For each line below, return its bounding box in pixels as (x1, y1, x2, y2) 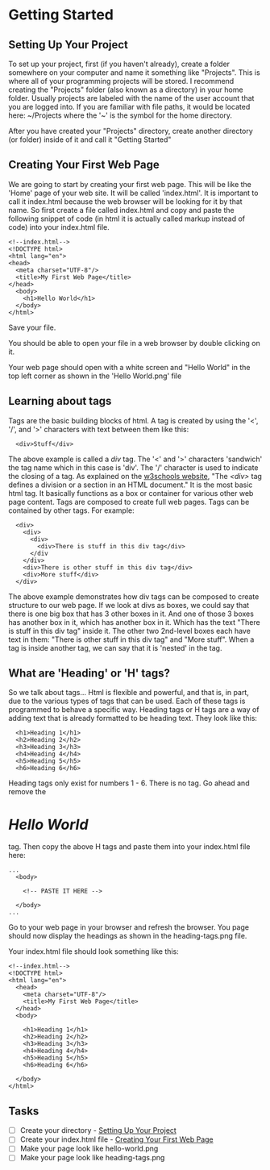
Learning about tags (8, 394, 112, 408)
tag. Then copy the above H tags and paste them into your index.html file (8, 842, 251, 851)
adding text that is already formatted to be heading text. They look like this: (8, 714, 258, 723)
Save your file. (8, 323, 56, 332)
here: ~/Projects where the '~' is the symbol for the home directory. (8, 110, 232, 120)
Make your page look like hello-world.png (19, 1143, 159, 1154)
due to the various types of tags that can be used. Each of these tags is (8, 696, 246, 706)
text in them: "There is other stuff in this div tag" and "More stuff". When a (8, 635, 255, 644)
